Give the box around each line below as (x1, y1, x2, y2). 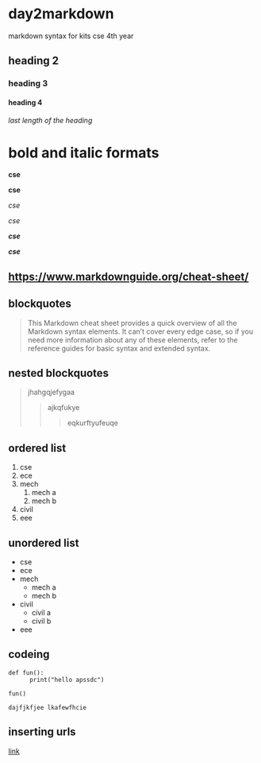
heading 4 (8, 97, 43, 107)
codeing (8, 648, 50, 661)
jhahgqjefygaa (27, 387, 75, 397)
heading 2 (8, 54, 59, 68)
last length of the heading (8, 116, 93, 126)
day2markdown (8, 5, 114, 23)
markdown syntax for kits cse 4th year (8, 31, 134, 41)
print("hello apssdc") (29, 676, 105, 684)
